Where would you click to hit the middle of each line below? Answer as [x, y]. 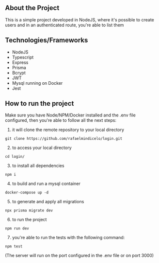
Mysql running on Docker [37, 83]
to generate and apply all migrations [48, 202]
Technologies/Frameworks [47, 40]
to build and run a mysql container [46, 184]
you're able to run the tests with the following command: [68, 238]
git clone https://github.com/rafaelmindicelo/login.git [64, 139]
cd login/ [15, 157]
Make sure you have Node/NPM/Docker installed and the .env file [70, 115]
